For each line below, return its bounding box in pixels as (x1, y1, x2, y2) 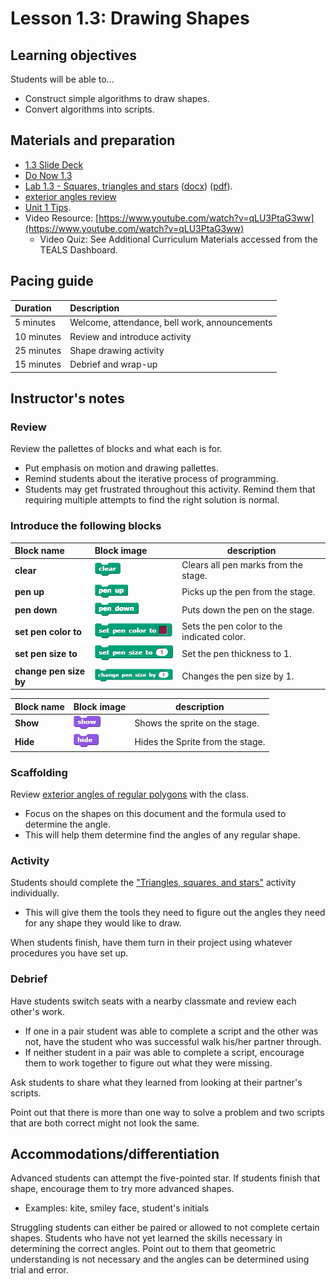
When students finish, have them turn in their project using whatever (10, 937, 293, 949)
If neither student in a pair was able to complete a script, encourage (24, 1046, 305, 1058)
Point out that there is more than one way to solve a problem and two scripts (10, 1106, 325, 1118)
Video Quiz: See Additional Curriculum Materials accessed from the (39, 233, 318, 245)
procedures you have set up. (10, 947, 129, 959)
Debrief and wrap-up (69, 358, 158, 371)
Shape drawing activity (69, 344, 165, 356)
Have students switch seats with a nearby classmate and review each (10, 995, 297, 1007)
